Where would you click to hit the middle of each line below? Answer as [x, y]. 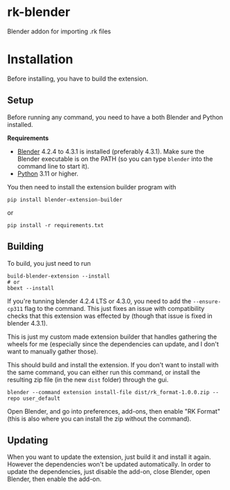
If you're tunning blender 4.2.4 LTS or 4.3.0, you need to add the [99, 301]
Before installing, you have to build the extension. [78, 78]
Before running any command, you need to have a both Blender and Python [115, 117]
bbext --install [31, 288]
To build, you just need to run [49, 263]
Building [25, 247]
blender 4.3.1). [27, 323]
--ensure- [207, 302]
